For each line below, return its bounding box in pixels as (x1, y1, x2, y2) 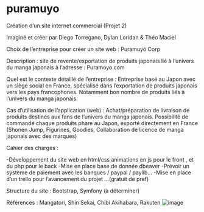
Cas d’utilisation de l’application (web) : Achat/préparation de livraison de (6, 106, 190, 114)
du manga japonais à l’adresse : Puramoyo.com (6, 63, 125, 71)
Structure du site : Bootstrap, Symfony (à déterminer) (6, 187, 140, 194)
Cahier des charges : (6, 144, 59, 151)
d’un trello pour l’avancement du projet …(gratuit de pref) (6, 175, 149, 182)
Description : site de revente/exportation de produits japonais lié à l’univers (6, 57, 194, 64)
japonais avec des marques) (6, 132, 77, 140)
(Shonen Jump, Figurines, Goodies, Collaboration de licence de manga (6, 126, 184, 133)
